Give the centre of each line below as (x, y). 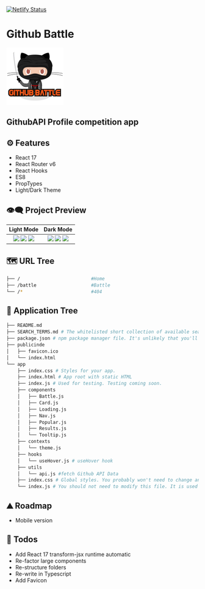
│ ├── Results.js (42, 429)
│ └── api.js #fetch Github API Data (68, 474)
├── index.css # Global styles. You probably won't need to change (105, 480)
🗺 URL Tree (31, 261)
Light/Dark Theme (38, 190)
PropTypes (29, 184)
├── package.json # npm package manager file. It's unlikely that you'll (102, 338)
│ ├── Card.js (38, 403)
